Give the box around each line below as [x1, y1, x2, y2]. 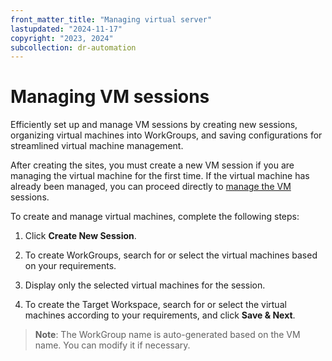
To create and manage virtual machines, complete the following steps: [10, 211, 300, 223]
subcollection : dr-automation [10, 42, 137, 53]
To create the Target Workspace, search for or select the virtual [24, 299, 287, 311]
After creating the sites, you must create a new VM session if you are [10, 159, 295, 171]
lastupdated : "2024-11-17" [10, 24, 123, 34]
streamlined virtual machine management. [10, 140, 184, 152]
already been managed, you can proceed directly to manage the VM [10, 181, 292, 193]
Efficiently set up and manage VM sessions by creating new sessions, [10, 119, 298, 131]
